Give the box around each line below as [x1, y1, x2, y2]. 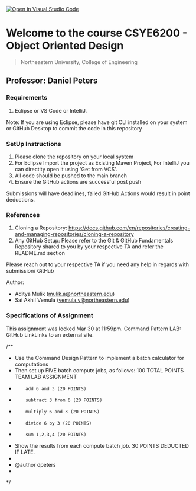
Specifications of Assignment [6, 311, 93, 320]
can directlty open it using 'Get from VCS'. [14, 165, 117, 173]
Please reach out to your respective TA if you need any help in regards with [6, 261, 190, 268]
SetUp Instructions [6, 139, 61, 148]
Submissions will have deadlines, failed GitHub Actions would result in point [6, 190, 190, 197]
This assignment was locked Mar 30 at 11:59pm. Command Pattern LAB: [6, 325, 181, 332]
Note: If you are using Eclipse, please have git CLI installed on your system [6, 119, 188, 126]
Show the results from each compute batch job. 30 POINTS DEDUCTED [14, 442, 189, 449]
